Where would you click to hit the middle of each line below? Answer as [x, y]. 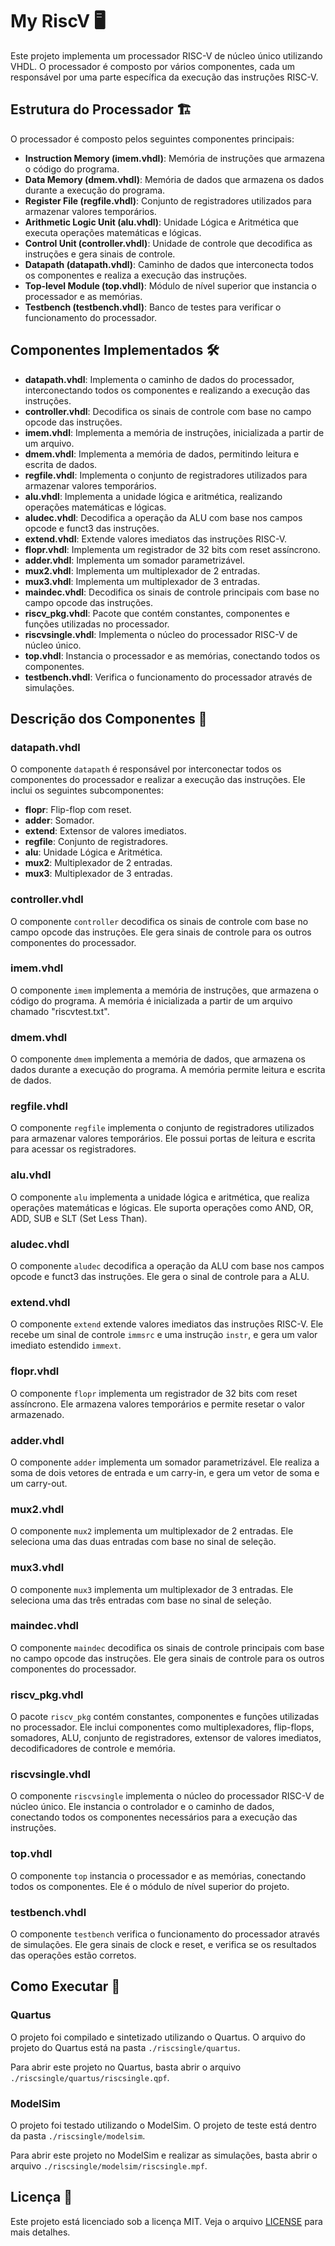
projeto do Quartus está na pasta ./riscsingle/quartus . [125, 2047]
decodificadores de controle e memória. [93, 1749]
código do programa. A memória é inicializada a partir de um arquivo [151, 1000]
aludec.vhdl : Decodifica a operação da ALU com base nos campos [163, 517]
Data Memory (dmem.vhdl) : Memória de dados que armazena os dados [174, 179]
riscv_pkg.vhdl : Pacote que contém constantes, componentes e [157, 613]
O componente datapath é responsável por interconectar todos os [146, 769]
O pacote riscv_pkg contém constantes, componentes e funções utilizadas [165, 1717]
